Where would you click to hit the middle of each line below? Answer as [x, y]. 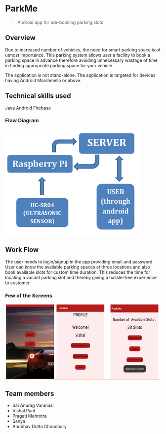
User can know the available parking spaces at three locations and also [78, 267]
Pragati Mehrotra [29, 416]
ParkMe [21, 9]
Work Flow [22, 250]
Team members [30, 394]
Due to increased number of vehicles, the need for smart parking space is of [83, 49]
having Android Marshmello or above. [43, 80]
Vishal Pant [24, 411]
